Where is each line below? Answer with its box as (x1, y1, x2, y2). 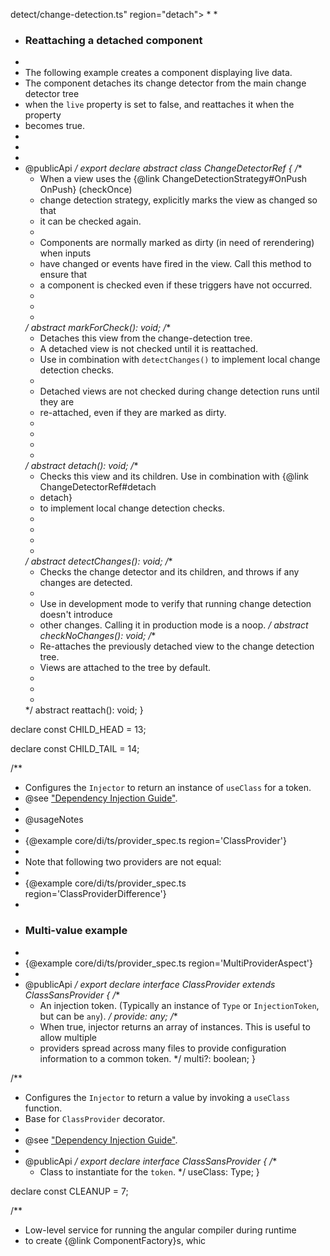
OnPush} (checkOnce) (39, 184, 133, 196)
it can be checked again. (39, 215, 142, 228)
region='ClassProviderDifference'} (24, 888, 167, 900)
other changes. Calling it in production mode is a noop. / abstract (39, 619, 309, 631)
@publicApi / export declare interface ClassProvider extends (24, 978, 276, 990)
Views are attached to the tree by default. (39, 662, 211, 674)
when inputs (39, 247, 92, 259)
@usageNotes (24, 814, 84, 826)
